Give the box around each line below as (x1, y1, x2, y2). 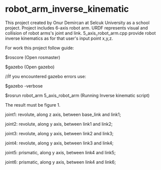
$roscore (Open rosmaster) (5, 54, 60, 60)
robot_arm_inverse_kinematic (5, 3, 129, 15)
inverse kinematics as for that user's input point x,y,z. (5, 35, 113, 41)
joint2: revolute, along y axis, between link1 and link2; (5, 121, 113, 127)
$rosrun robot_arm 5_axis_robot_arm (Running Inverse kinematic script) (5, 92, 150, 98)
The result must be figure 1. (5, 102, 60, 108)
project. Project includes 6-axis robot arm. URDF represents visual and (5, 25, 148, 30)
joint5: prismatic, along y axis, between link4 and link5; (5, 149, 116, 155)
